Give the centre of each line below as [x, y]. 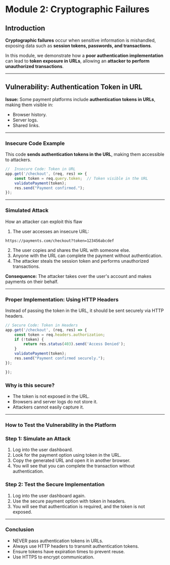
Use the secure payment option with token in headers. [69, 501]
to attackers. [18, 160]
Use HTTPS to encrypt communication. [53, 557]
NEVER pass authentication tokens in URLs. [58, 541]
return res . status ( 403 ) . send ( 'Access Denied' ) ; [74, 344]
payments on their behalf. [32, 281]
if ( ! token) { [29, 339]
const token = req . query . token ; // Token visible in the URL [81, 178]
